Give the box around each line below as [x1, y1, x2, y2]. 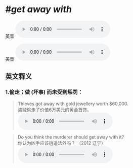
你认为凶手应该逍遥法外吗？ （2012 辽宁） [17, 140, 106, 146]
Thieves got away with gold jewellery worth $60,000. [17, 100, 129, 107]
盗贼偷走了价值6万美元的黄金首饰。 [17, 107, 92, 113]
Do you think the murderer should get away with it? [17, 133, 124, 140]
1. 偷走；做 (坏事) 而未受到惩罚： [5, 89, 83, 96]
